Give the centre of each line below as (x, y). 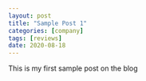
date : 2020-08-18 (37, 46)
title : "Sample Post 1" (48, 23)
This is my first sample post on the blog (73, 68)
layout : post (30, 16)
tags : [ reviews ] (35, 38)
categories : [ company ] (46, 30)
